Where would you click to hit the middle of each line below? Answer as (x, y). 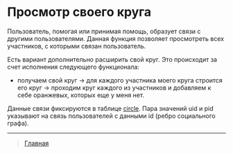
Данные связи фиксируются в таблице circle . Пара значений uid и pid (110, 108)
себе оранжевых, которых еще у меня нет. (80, 95)
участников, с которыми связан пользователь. (77, 46)
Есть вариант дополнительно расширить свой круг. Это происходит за (112, 59)
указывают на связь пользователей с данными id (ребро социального (112, 116)
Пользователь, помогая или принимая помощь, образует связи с (104, 31)
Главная (36, 143)
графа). (18, 123)
